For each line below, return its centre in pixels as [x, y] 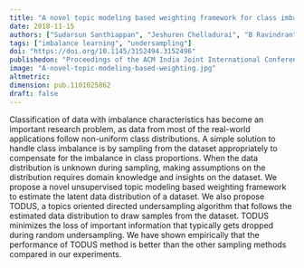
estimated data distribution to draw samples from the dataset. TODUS [139, 215]
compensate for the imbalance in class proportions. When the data [134, 158]
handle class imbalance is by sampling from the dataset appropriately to [143, 148]
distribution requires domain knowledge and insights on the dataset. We [143, 177]
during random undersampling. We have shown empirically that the [134, 234]
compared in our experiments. [66, 254]
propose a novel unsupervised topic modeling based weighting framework [148, 187]
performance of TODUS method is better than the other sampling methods [148, 244]
